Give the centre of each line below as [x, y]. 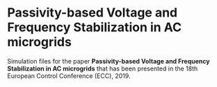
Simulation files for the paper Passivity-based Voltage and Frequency [108, 61]
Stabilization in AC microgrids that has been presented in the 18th [103, 68]
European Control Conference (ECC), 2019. [69, 76]
